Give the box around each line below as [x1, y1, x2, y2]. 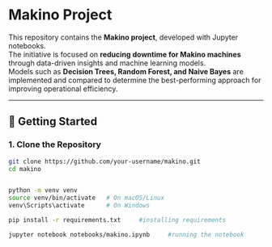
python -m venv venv [8, 186, 79, 195]
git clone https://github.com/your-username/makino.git [8, 157, 201, 165]
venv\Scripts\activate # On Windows [8, 202, 151, 210]
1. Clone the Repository [8, 139, 101, 150]
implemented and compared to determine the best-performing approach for [8, 75, 261, 85]
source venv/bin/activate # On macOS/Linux [8, 194, 164, 203]
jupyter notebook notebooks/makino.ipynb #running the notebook [8, 230, 244, 239]
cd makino [8, 165, 42, 173]
